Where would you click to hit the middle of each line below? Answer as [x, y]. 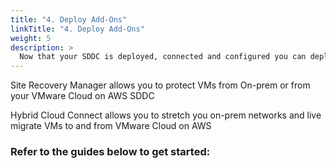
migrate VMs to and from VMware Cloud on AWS [111, 126]
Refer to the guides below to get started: [110, 152]
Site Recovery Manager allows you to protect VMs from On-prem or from [160, 85]
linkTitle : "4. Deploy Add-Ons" [77, 29]
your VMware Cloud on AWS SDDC [82, 96]
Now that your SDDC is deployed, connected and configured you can [163, 57]
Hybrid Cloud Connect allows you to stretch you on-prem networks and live [166, 115]
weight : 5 [31, 38]
